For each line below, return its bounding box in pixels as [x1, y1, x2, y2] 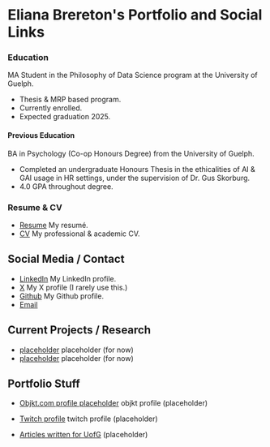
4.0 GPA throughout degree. [19, 181, 114, 191]
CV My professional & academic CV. [19, 229, 140, 239]
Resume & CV [7, 201, 62, 213]
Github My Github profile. [19, 290, 105, 301]
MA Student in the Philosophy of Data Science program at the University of [7, 71, 259, 80]
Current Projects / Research [7, 323, 152, 337]
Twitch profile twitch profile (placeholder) [19, 414, 159, 423]
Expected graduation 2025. [19, 112, 111, 122]
